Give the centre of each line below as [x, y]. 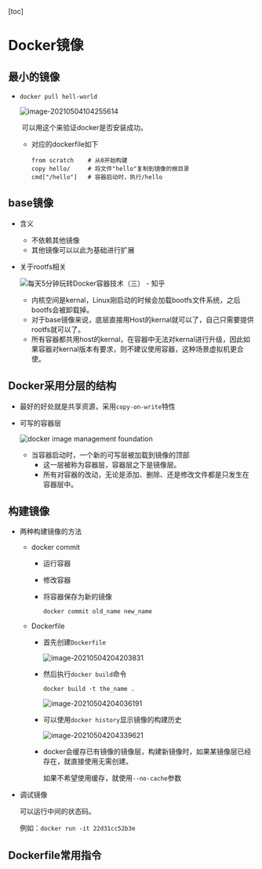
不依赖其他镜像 [55, 240]
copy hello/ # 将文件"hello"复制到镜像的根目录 [110, 169]
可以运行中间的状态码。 [57, 812]
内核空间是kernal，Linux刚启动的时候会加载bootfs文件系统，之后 [136, 300]
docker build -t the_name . [89, 689]
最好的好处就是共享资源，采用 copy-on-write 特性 [97, 406]
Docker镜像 [46, 45]
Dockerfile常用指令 [55, 855]
